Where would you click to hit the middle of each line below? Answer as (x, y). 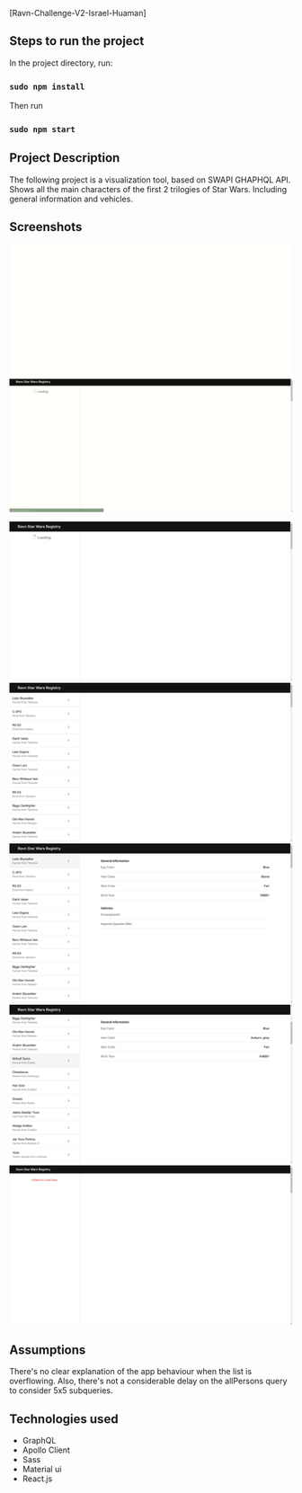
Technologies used (64, 1419)
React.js (37, 1479)
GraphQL (39, 1441)
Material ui (42, 1470)
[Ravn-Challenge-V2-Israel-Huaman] (78, 13)
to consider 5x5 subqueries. (61, 1391)
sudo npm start (43, 130)
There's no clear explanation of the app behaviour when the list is (131, 1372)
